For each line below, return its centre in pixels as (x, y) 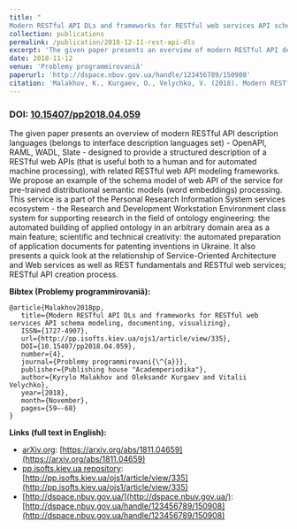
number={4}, (43, 354)
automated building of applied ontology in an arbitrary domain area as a (139, 227)
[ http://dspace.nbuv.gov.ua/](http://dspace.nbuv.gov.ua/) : (128, 496)
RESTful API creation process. (64, 274)
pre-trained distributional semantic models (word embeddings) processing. (146, 189)
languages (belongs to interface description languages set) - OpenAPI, (138, 142)
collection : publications (57, 34)
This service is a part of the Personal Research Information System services (147, 199)
